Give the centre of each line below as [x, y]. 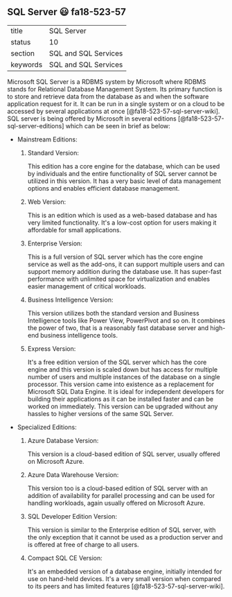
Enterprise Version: [55, 243]
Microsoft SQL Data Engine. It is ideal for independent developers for [126, 391]
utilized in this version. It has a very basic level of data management [124, 181]
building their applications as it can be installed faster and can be [120, 399]
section [23, 53]
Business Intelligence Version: [70, 300]
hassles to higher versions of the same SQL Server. [101, 413]
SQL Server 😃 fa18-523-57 [66, 12]
